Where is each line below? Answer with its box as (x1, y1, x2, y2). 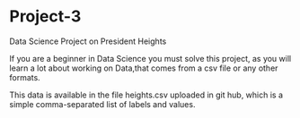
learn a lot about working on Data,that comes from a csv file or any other (9, 63, 278, 73)
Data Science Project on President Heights (9, 36, 167, 46)
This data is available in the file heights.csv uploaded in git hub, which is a (9, 89, 284, 100)
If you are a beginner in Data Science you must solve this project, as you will (9, 53, 292, 63)
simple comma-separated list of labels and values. (9, 98, 196, 109)
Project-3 (9, 6, 82, 27)
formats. (9, 72, 40, 82)
